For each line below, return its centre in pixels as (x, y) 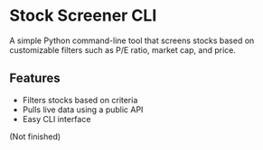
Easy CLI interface (56, 119)
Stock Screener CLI (83, 16)
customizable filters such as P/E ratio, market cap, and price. (123, 49)
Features (35, 79)
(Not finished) (35, 137)
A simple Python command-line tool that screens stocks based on (132, 40)
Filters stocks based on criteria (80, 100)
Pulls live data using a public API (83, 110)
